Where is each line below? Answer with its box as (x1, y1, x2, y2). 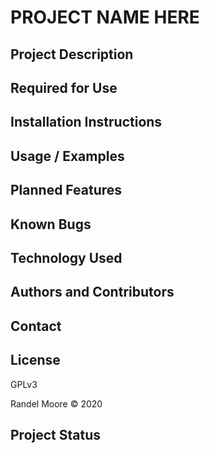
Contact (10, 317, 62, 335)
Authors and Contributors (10, 284, 175, 301)
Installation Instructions (10, 114, 163, 131)
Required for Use (10, 79, 118, 96)
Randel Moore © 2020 (10, 397, 103, 410)
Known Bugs (10, 216, 92, 233)
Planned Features (10, 182, 123, 199)
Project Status (10, 426, 102, 443)
